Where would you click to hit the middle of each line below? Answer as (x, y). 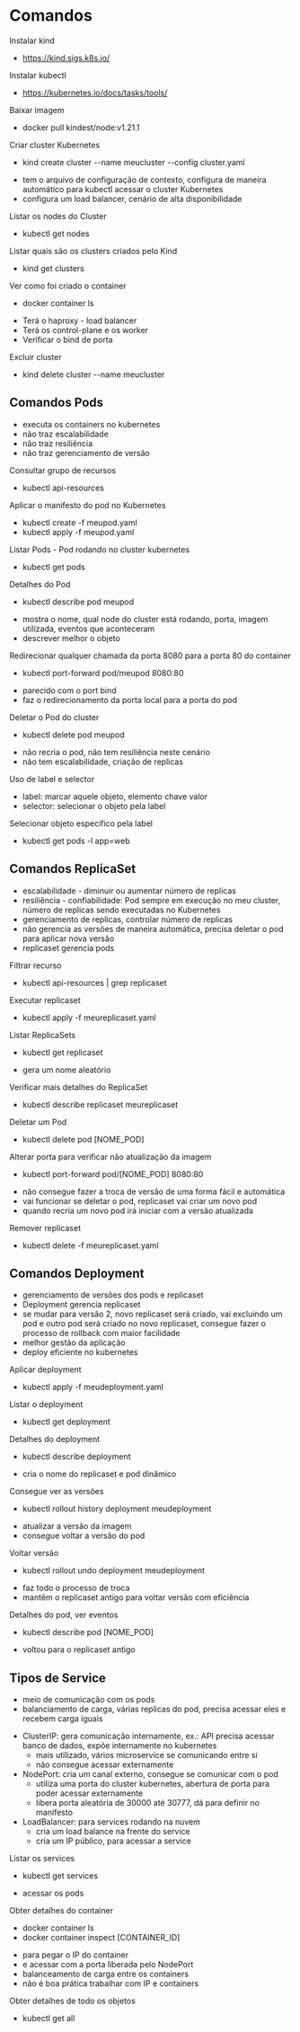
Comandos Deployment (77, 1273)
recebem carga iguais (62, 1719)
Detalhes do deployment (55, 1439)
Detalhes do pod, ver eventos (64, 1615)
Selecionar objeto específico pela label (81, 823)
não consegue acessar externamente (105, 1764)
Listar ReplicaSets (43, 1034)
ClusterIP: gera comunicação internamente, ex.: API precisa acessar (148, 1736)
